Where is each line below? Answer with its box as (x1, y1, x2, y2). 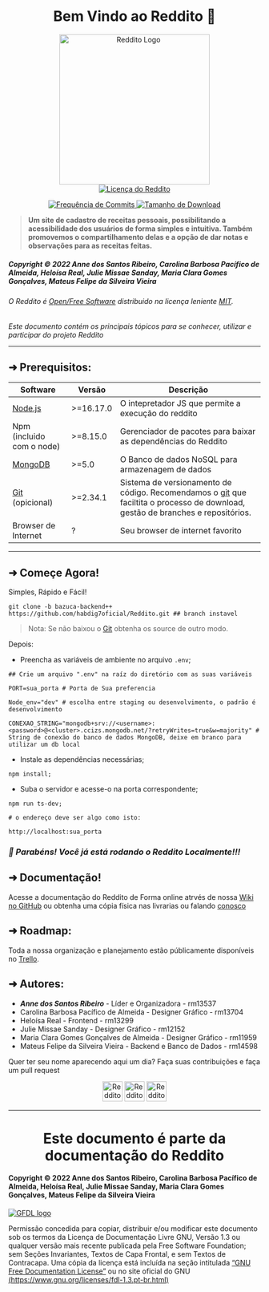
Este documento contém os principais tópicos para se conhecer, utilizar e (8, 321, 252, 331)
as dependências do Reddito (119, 436, 228, 448)
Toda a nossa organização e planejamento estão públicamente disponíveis (8, 946, 255, 955)
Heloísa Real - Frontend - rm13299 (19, 1015, 134, 1025)
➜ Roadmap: (8, 924, 72, 938)
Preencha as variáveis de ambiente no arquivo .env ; (19, 655, 191, 665)
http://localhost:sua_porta (8, 828, 102, 836)
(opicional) (12, 497, 54, 508)
